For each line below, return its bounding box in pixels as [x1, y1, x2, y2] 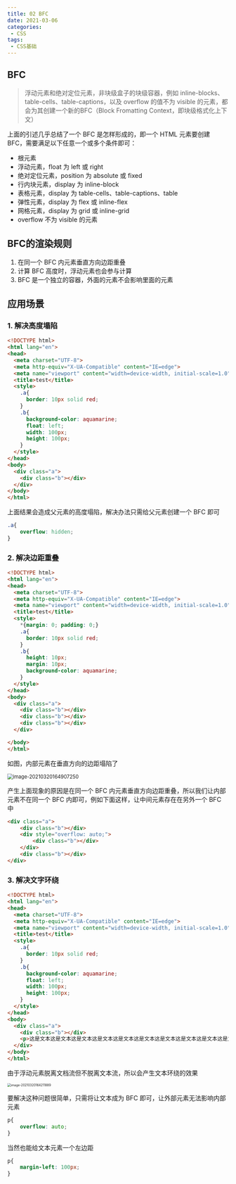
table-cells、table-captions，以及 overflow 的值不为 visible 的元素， [24, 97, 223, 106]
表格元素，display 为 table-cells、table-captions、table [17, 189, 178, 197]
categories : [7, 23, 42, 30]
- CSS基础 [10, 43, 37, 50]
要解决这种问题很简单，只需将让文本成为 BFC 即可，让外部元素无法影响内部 [7, 1093, 226, 1102]
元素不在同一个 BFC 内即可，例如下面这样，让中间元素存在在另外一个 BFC [7, 795, 222, 803]
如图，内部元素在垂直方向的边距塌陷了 [7, 759, 118, 768]
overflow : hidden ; [20, 528, 74, 535]
